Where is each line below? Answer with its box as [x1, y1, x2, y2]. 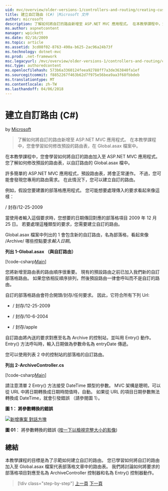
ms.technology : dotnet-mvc [5, 49, 61, 54]
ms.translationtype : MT [5, 77, 55, 82]
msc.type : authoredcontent [5, 63, 61, 68]
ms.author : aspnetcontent [5, 26, 59, 31]
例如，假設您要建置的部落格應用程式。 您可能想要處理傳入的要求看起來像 [5, 187, 155, 193]
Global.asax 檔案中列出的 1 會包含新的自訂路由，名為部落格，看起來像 [5, 232, 149, 238]
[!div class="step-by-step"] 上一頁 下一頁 [17, 480, 103, 486]
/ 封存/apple [12, 324, 37, 330]
